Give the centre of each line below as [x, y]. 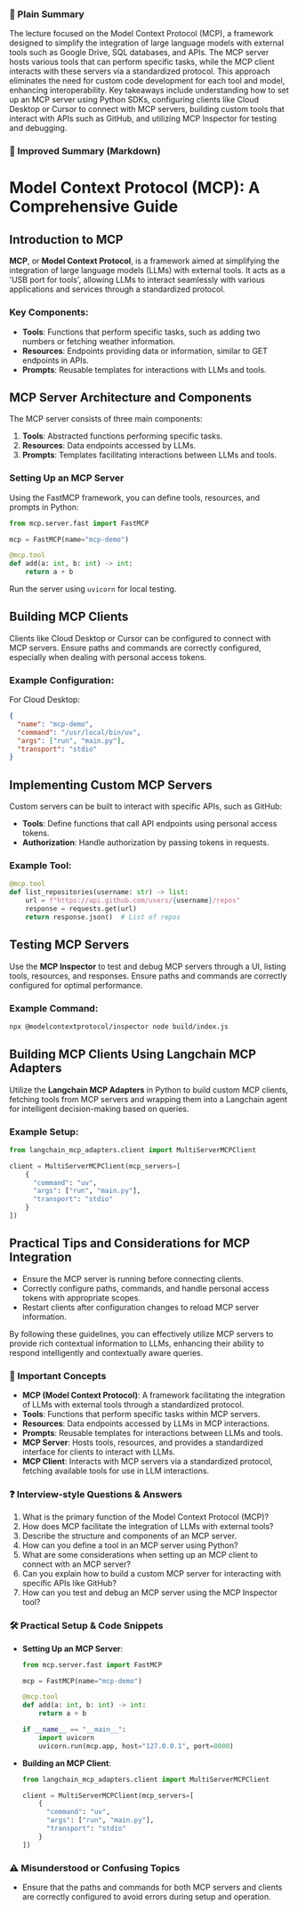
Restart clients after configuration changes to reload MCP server [141, 1307]
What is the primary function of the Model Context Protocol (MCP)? [145, 1517]
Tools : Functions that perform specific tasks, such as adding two [141, 332]
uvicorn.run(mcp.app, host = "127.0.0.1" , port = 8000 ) [136, 1746]
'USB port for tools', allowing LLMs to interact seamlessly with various [137, 280]
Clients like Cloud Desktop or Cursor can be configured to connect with [140, 638]
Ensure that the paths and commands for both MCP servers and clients [152, 1887]
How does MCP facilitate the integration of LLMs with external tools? [148, 1527]
